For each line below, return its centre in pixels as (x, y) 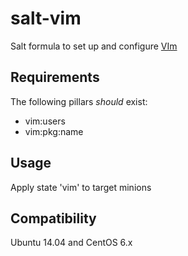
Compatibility (53, 218)
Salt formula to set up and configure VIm (94, 46)
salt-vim (46, 18)
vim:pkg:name (54, 131)
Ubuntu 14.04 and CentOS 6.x (71, 243)
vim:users (45, 121)
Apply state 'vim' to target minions (81, 187)
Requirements (55, 77)
